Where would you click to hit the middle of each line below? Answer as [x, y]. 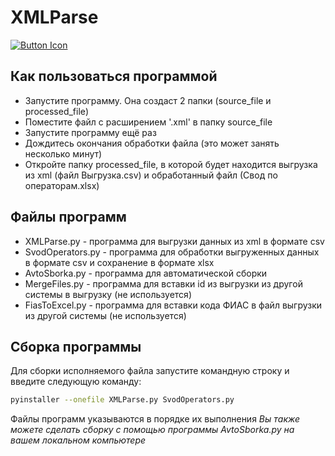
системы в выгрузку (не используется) [108, 294]
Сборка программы [76, 346]
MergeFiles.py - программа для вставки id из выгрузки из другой [163, 283]
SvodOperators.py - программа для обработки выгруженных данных [172, 252]
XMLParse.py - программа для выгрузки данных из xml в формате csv [174, 241]
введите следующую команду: [76, 382]
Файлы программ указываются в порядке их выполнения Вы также [155, 419]
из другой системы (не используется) [105, 315]
